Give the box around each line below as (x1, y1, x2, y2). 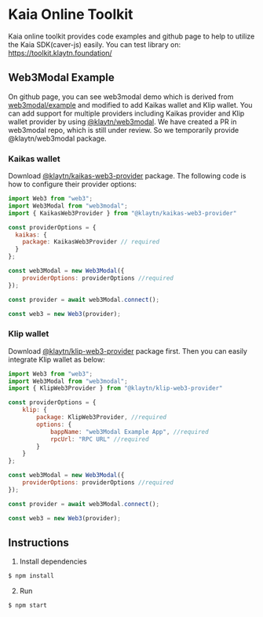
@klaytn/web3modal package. (8, 134, 108, 143)
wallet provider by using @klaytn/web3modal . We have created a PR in (8, 116, 237, 127)
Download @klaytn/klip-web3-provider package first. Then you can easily (8, 346, 247, 355)
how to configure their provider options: (8, 179, 137, 189)
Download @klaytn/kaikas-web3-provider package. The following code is (8, 171, 247, 181)
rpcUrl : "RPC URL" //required (49, 435, 149, 443)
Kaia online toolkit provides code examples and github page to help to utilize (8, 31, 255, 41)
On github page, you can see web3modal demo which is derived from (8, 92, 234, 101)
